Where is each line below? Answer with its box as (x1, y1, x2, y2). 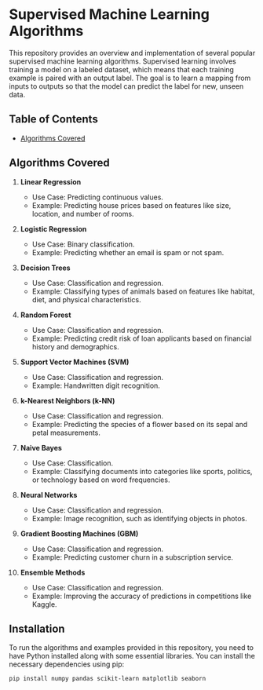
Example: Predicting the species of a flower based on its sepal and (31, 419, 248, 429)
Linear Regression (20, 177, 82, 186)
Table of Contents (9, 112, 99, 126)
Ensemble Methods (20, 568, 86, 577)
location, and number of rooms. (31, 209, 134, 218)
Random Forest (20, 310, 71, 319)
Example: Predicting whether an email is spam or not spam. (31, 247, 225, 257)
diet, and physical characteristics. (31, 294, 141, 304)
